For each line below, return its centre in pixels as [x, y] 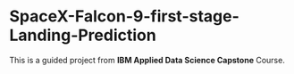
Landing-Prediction [83, 35]
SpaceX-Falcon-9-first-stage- [124, 16]
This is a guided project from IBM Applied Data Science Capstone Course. [147, 60]
